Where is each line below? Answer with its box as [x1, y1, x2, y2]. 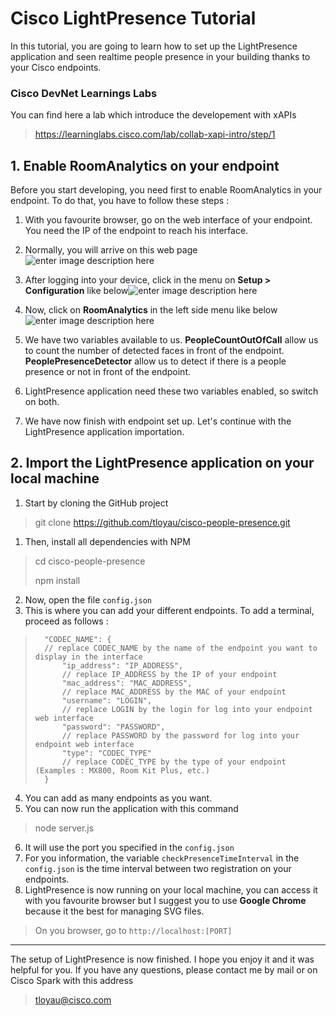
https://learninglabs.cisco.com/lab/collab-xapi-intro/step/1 [34, 128, 276, 141]
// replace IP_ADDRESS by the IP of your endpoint [61, 669, 278, 679]
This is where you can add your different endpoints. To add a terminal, [24, 604, 315, 616]
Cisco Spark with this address [10, 974, 134, 986]
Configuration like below [24, 285, 129, 297]
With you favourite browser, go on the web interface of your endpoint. [24, 214, 313, 226]
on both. [24, 396, 60, 408]
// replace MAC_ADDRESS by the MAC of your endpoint [61, 687, 287, 697]
